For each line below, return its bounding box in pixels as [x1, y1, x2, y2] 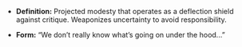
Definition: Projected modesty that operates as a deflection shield [15, 7, 234, 16]
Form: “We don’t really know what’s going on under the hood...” [15, 31, 225, 39]
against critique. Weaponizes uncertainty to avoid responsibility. [15, 15, 228, 24]
